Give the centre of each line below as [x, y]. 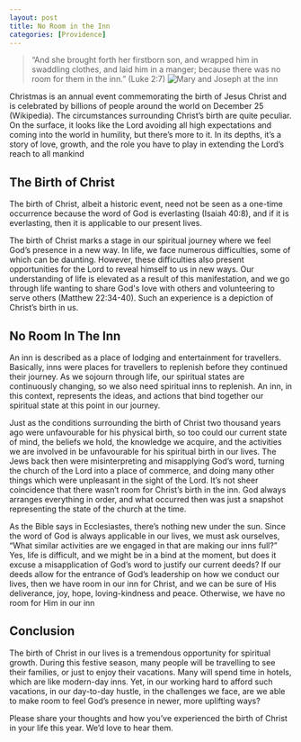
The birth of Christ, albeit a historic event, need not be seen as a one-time [146, 204]
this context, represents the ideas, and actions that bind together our [137, 396]
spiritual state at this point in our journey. [85, 405]
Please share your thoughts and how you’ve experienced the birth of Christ [148, 718]
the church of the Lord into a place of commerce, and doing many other [142, 471]
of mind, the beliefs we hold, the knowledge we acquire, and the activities [146, 442]
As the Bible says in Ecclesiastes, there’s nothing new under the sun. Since [147, 526]
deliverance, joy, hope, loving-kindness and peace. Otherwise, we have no [147, 593]
